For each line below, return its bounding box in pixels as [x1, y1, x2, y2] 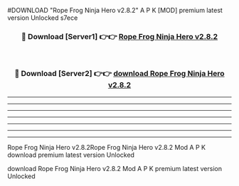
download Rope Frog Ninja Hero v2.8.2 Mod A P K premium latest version [7, 164, 223, 173]
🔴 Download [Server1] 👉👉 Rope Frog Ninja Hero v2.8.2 [21, 31, 218, 41]
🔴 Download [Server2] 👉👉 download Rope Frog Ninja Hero [14, 69, 225, 79]
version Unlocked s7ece [7, 13, 78, 22]
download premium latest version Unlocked [7, 151, 135, 159]
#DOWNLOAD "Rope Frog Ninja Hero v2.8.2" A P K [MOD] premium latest [7, 6, 223, 14]
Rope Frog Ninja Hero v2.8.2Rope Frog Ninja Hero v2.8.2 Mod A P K [7, 143, 206, 151]
